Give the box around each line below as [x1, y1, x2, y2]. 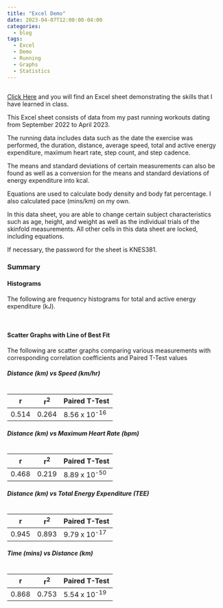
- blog [13, 29, 32, 36]
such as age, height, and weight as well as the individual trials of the [7, 217, 200, 225]
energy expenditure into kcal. [7, 176, 90, 184]
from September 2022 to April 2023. [7, 120, 110, 128]
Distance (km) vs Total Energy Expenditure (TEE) [7, 489, 150, 497]
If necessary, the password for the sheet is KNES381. [7, 245, 158, 254]
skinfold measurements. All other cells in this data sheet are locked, [7, 225, 198, 233]
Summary [7, 262, 41, 272]
